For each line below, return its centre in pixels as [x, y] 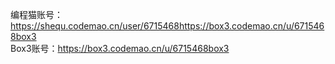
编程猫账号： [36, 14]
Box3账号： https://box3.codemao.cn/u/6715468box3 [120, 48]
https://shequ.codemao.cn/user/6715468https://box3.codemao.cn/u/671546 [167, 26]
